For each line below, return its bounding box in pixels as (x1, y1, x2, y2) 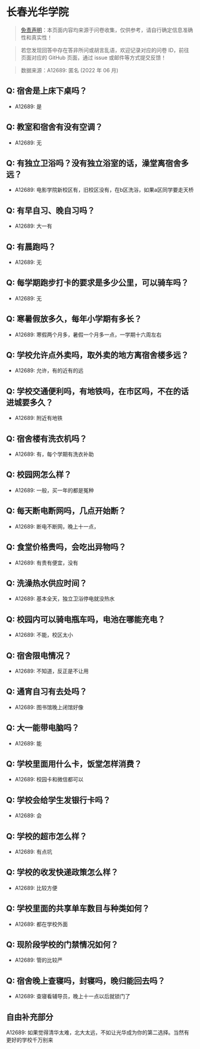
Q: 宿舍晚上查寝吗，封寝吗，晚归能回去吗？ (6, 976, 165, 986)
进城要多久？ (6, 397, 54, 407)
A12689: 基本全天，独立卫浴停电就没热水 (14, 595, 115, 602)
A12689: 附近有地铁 (14, 415, 63, 422)
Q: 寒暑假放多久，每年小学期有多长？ (6, 314, 142, 324)
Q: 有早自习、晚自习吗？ (6, 205, 95, 216)
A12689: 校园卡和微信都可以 (14, 776, 84, 783)
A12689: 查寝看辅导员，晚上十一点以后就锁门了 (14, 993, 131, 1000)
